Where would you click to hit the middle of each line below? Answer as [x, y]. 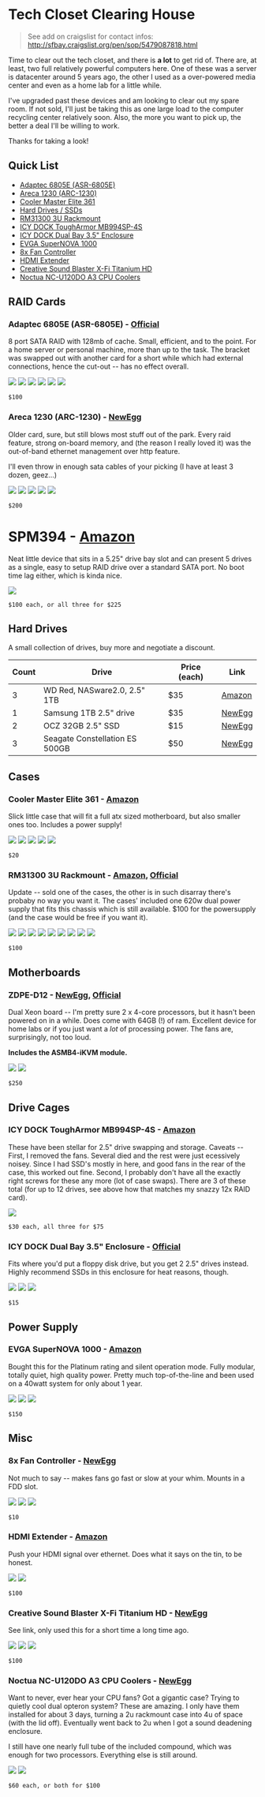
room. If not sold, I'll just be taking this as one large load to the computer [126, 109]
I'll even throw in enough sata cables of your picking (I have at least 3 [121, 466]
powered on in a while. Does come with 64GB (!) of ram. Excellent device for [132, 1020]
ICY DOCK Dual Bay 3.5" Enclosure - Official [95, 1246]
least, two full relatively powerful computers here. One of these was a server [132, 68]
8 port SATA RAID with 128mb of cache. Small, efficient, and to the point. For [132, 342]
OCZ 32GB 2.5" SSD [82, 726]
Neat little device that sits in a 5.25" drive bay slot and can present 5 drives [130, 559]
